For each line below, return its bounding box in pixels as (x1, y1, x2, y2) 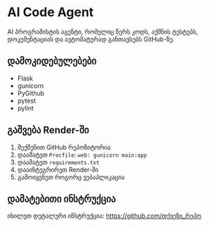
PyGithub (17, 89, 45, 97)
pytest (17, 96, 36, 105)
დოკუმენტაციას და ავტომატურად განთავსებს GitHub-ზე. (7, 34, 175, 43)
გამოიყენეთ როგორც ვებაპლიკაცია (17, 173, 125, 181)
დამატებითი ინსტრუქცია (7, 193, 116, 205)
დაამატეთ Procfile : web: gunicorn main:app (17, 150, 147, 159)
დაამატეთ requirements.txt (17, 157, 100, 166)
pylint (17, 103, 34, 112)
